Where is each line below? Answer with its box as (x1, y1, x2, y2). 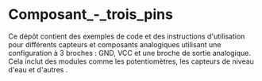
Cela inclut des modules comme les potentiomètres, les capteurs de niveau (8, 57, 254, 66)
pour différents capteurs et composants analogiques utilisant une (8, 39, 222, 49)
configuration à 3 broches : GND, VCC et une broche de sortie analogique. (8, 48, 252, 57)
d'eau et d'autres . (8, 64, 68, 74)
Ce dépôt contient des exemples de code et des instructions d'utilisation (8, 31, 245, 41)
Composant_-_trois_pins (8, 6, 173, 24)
